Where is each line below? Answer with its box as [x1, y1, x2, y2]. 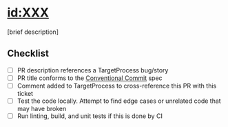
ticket [17, 89, 33, 97]
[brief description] [7, 28, 59, 36]
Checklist [7, 48, 50, 59]
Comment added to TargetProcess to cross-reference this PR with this [17, 81, 217, 90]
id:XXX [7, 5, 50, 21]
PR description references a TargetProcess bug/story [17, 66, 169, 74]
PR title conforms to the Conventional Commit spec [17, 74, 163, 82]
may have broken [17, 105, 67, 113]
